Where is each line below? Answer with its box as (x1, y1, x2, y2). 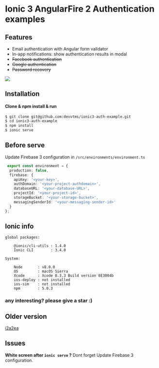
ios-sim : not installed (14, 282, 70, 287)
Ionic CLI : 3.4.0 (14, 248, 66, 253)
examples (5, 14, 45, 25)
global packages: (5, 235, 40, 240)
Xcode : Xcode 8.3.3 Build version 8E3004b (14, 273, 114, 278)
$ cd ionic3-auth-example (5, 119, 57, 123)
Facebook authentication (12, 56, 62, 62)
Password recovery (12, 67, 51, 72)
